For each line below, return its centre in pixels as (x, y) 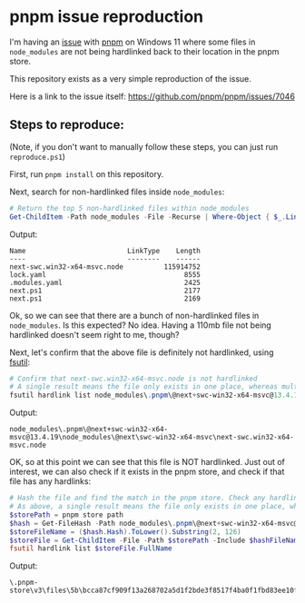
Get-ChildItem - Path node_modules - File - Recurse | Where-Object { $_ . (148, 217)
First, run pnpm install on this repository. (87, 173)
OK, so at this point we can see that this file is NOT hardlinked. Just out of (148, 462)
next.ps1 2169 (105, 298)
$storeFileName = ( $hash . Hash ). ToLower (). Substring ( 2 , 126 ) (126, 532)
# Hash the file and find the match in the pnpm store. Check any (138, 498)
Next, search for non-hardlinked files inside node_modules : (117, 192)
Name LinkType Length (105, 251)
